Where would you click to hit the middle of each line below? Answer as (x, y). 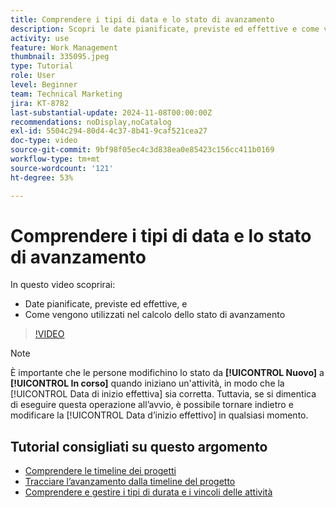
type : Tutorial (42, 66)
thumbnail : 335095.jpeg (60, 57)
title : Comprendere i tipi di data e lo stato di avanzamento (142, 19)
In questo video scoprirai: (63, 285)
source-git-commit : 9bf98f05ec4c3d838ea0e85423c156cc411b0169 (142, 150)
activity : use (40, 38)
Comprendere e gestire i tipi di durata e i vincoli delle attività (148, 492)
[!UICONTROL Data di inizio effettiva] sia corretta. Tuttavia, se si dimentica (163, 394)
